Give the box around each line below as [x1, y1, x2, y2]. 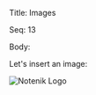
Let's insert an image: [9, 59, 88, 69]
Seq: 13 [9, 25, 37, 34]
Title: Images [9, 8, 56, 18]
